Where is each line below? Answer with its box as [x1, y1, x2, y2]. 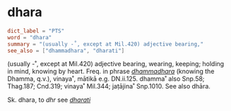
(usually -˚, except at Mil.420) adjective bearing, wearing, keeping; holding [7, 60, 225, 68]
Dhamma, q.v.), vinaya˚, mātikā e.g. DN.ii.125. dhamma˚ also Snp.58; [7, 74, 205, 83]
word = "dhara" [7, 34, 52, 41]
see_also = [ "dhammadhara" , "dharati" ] [7, 47, 125, 54]
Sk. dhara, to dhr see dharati [7, 96, 91, 104]
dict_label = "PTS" [7, 27, 65, 34]
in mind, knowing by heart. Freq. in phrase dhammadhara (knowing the [7, 67, 215, 76]
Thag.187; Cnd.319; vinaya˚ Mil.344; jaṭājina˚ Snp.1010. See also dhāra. [7, 82, 211, 91]
